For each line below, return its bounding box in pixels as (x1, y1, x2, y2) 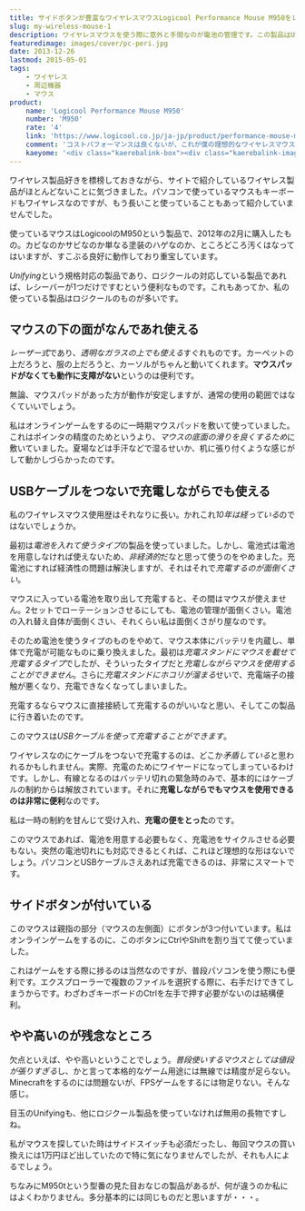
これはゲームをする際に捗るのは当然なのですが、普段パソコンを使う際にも (9, 965, 288, 977)
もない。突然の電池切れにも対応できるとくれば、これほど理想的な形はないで (9, 846, 295, 857)
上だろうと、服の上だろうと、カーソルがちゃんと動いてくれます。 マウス (9, 359, 277, 370)
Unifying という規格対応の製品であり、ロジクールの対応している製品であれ (9, 270, 288, 281)
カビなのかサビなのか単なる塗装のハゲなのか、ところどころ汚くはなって (25, 239, 295, 250)
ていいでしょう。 (16, 401, 81, 412)
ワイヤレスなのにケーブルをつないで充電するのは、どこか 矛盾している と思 (9, 750, 287, 761)
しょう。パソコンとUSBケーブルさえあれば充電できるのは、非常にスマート (9, 857, 288, 868)
